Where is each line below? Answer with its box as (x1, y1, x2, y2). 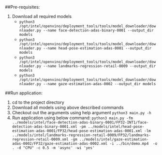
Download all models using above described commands (12, 105, 124, 110)
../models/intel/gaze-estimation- (79, 137, 149, 142)
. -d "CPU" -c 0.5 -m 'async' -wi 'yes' (12, 145, 95, 150)
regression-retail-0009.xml (12, 137, 69, 142)
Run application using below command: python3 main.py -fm (12, 115, 133, 121)
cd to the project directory (12, 99, 64, 105)
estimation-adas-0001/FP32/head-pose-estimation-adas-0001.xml (12, 128, 143, 133)
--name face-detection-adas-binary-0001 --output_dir (43, 28, 154, 33)
